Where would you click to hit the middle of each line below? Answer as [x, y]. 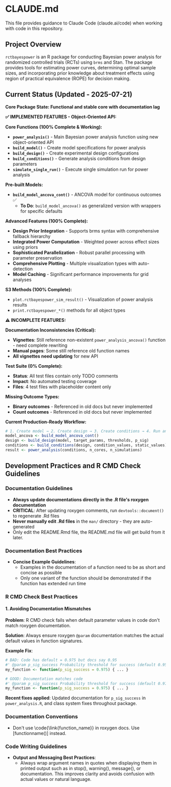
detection [23, 269]
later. [18, 537]
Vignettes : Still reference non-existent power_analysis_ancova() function [89, 340]
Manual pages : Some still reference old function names [71, 350]
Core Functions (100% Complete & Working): [54, 127]
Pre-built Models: [24, 185]
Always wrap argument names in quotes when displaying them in [88, 763]
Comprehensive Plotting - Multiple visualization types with [75, 263]
